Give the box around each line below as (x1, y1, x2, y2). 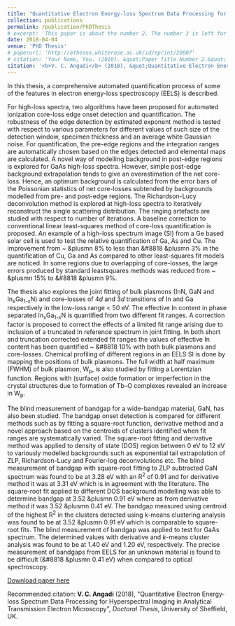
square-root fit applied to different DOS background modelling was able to (7, 487, 222, 496)
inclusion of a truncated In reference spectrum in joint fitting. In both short (7, 328, 221, 336)
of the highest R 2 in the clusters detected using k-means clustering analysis (7, 509, 226, 519)
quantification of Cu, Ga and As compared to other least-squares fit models (7, 251, 225, 260)
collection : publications (7, 17, 83, 24)
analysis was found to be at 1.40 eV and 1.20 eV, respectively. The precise (7, 541, 220, 549)
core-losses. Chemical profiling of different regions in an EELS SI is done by (7, 350, 226, 359)
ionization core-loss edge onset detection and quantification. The (7, 110, 196, 118)
